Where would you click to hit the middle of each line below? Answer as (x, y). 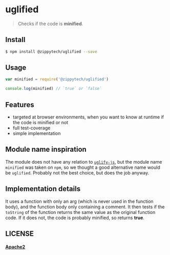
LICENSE (20, 234)
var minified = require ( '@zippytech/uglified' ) (57, 80)
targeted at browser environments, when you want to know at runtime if (88, 117)
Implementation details (43, 189)
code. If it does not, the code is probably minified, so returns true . (75, 218)
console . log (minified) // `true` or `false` (54, 89)
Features (20, 104)
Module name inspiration (46, 150)
